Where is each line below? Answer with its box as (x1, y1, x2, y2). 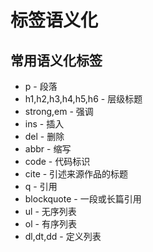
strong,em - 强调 (24, 106, 94, 117)
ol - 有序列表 (24, 218, 77, 230)
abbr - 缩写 (24, 143, 72, 155)
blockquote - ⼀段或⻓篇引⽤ (24, 193, 142, 205)
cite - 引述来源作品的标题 (24, 168, 129, 180)
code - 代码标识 (24, 156, 91, 167)
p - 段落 (24, 81, 58, 92)
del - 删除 (24, 131, 65, 142)
